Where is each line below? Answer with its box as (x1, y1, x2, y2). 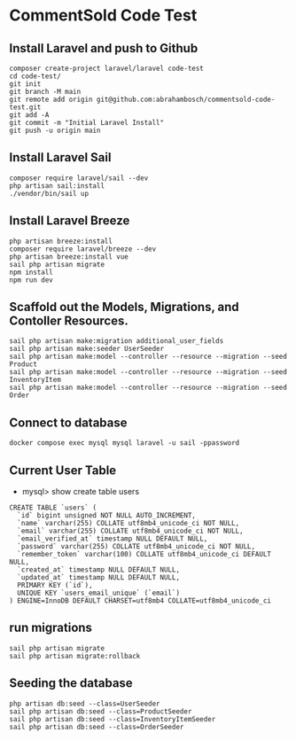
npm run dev (9, 276, 53, 284)
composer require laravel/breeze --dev (9, 245, 157, 253)
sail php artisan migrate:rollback (9, 651, 141, 660)
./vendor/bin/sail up (9, 189, 90, 198)
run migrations (9, 620, 93, 635)
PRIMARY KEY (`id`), (17, 581, 93, 590)
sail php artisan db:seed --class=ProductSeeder (9, 706, 192, 716)
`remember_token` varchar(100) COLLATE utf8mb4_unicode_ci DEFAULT (17, 550, 272, 559)
